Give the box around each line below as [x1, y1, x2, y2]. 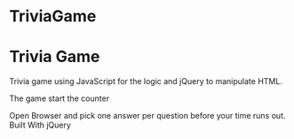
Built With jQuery [9, 120, 71, 130]
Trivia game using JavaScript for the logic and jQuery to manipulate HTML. [9, 76, 282, 87]
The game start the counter [9, 93, 109, 104]
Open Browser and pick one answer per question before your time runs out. [9, 111, 286, 121]
